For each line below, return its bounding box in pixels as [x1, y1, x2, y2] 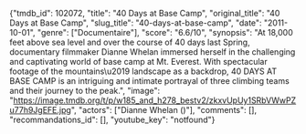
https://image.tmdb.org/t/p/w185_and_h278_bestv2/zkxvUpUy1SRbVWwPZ [13, 95, 297, 106]
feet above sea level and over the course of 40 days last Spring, [9, 36, 250, 47]
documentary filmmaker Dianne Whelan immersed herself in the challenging [9, 46, 296, 57]
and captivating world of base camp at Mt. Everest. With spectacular [9, 57, 268, 67]
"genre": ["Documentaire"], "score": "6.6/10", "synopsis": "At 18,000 [37, 27, 294, 37]
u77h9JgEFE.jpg [9, 105, 71, 115]
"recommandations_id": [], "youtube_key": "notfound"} [9, 114, 216, 125]
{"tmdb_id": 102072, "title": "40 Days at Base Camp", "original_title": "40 [9, 8, 280, 18]
